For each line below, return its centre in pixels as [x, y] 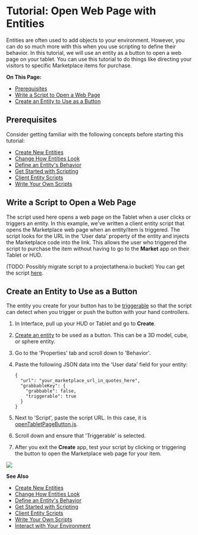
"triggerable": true [51, 396]
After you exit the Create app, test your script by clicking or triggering [100, 447]
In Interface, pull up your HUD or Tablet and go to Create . [85, 324]
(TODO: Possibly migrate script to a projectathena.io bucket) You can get [95, 266]
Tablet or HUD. [24, 255]
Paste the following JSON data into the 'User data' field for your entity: [101, 365]
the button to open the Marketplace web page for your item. [88, 453]
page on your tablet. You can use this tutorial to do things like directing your [99, 59]
